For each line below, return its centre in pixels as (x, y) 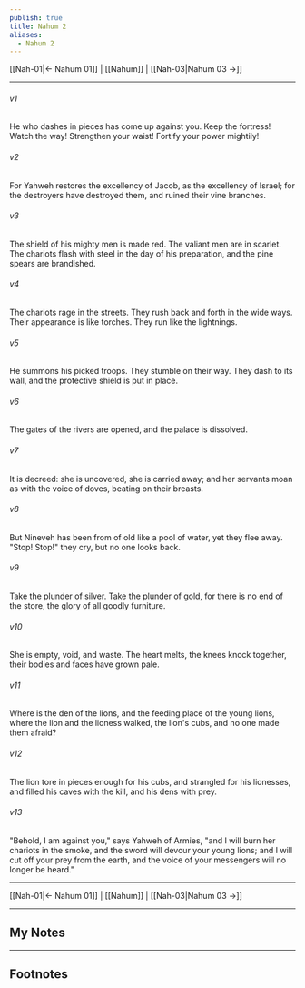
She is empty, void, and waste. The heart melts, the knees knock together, (148, 655)
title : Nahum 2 (38, 26)
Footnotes (39, 974)
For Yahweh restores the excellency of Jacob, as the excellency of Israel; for (152, 185)
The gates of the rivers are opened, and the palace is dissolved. (128, 429)
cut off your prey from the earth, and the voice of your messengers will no (148, 860)
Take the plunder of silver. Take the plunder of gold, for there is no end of (147, 596)
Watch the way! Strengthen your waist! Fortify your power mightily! (134, 136)
